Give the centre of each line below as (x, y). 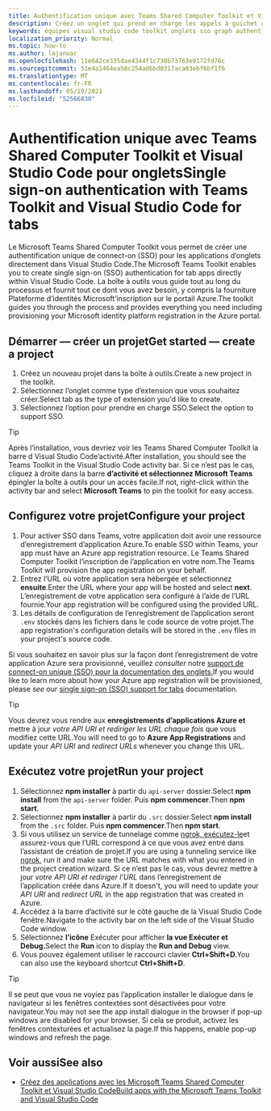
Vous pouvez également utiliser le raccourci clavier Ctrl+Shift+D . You (135, 954)
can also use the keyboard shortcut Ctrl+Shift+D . (102, 963)
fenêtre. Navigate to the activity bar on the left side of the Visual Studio (137, 920)
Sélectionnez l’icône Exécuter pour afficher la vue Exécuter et (124, 937)
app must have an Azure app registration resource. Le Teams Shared (134, 553)
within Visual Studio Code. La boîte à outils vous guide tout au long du (125, 282)
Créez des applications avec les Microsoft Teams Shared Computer (132, 1082)
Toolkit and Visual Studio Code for (125, 208)
